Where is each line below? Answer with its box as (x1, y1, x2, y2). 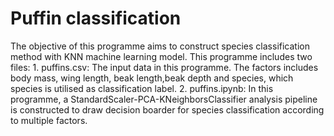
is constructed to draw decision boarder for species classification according (10, 103, 325, 116)
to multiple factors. (10, 114, 88, 126)
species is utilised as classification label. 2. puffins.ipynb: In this (10, 82, 274, 94)
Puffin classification (10, 7, 182, 30)
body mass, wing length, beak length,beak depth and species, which (10, 72, 294, 84)
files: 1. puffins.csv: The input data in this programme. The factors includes (10, 61, 319, 73)
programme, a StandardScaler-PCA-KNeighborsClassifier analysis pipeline (10, 93, 318, 105)
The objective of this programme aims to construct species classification (10, 40, 310, 52)
